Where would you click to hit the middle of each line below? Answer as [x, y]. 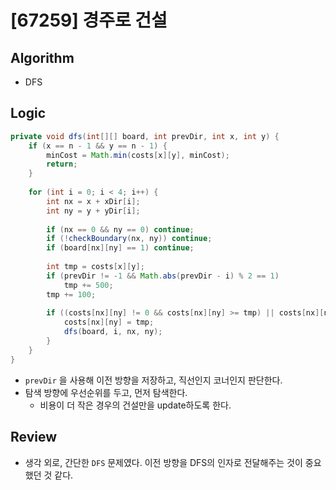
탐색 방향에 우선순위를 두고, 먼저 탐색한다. [106, 392]
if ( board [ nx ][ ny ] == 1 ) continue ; [120, 248]
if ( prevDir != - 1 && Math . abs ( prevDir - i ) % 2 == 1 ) [163, 276]
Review [34, 437]
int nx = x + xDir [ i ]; [93, 201]
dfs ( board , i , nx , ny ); [113, 332]
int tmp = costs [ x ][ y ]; [95, 267]
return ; [62, 164]
